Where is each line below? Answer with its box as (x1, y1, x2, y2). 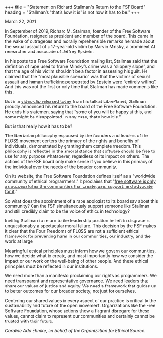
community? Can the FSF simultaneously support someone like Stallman (5, 203, 149, 209)
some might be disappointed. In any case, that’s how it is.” (5, 114, 121, 119)
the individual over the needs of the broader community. (5, 164, 117, 169)
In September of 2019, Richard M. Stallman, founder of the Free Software (5, 28, 151, 34)
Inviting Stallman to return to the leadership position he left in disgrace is (5, 218, 150, 223)
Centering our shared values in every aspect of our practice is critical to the (5, 298, 156, 303)
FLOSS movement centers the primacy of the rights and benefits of (5, 138, 139, 144)
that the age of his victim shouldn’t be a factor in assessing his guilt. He (5, 68, 148, 74)
